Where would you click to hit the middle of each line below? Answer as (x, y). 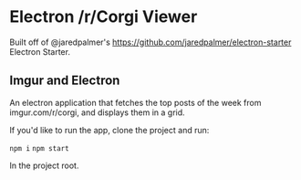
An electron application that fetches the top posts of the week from (135, 102)
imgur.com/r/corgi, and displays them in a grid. (97, 112)
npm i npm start (40, 148)
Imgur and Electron (65, 81)
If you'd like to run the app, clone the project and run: (109, 130)
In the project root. (44, 165)
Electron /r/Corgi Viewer (104, 17)
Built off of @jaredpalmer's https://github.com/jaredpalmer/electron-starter (150, 42)
